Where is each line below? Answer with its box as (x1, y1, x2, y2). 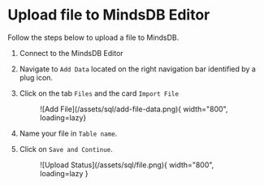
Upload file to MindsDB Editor (7, 6, 210, 24)
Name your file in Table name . (19, 128, 118, 138)
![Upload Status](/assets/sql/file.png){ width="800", (39, 160, 214, 170)
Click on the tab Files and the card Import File (19, 88, 180, 98)
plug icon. (19, 72, 54, 82)
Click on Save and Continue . (19, 144, 113, 154)
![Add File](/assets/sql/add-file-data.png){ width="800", (39, 104, 228, 114)
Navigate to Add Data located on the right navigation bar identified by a (19, 63, 257, 74)
